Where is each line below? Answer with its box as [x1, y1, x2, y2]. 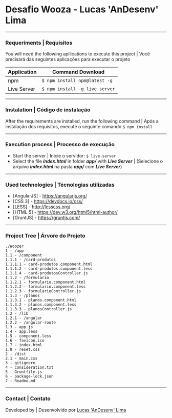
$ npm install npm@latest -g [41, 78, 113, 84]
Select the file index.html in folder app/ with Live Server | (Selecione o [12, 158, 163, 164]
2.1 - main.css [5, 356, 38, 361]
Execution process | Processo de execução [5, 141, 115, 148]
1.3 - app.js [5, 325, 33, 330]
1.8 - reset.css [5, 347, 40, 352]
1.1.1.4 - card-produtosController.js [5, 271, 88, 276]
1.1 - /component [5, 253, 42, 258]
